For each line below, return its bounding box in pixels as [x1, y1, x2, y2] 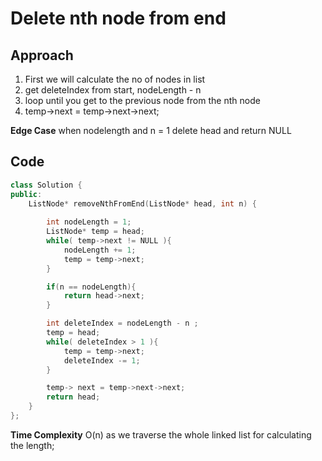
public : [10, 189, 43, 199]
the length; [10, 439, 55, 451]
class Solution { [10, 180, 83, 190]
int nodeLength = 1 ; [46, 217, 132, 227]
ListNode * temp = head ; [46, 227, 145, 237]
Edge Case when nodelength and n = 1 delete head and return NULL [10, 125, 292, 136]
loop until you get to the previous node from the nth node [24, 95, 261, 106]
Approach [10, 47, 74, 64]
